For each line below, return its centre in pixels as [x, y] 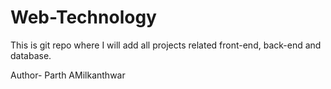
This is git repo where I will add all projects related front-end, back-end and [166, 45]
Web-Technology [83, 17]
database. [31, 55]
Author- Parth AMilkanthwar [68, 75]
